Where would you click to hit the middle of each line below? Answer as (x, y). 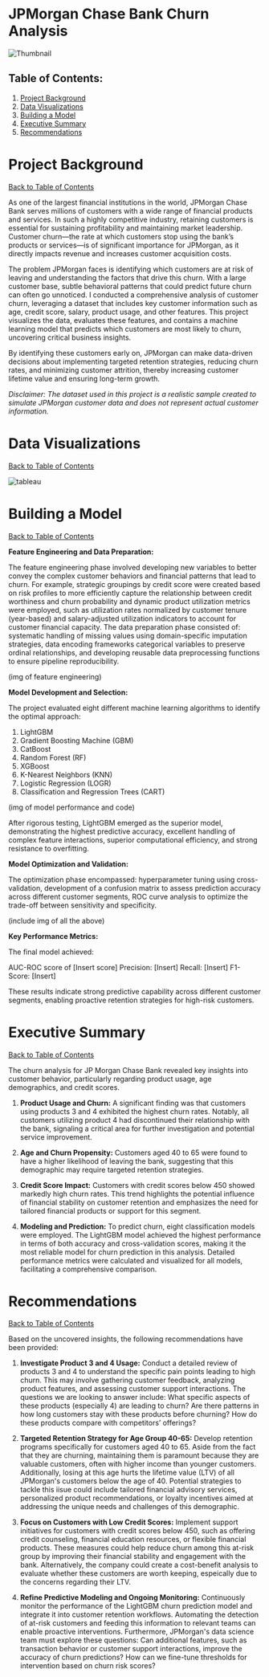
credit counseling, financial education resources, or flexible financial (133, 1540)
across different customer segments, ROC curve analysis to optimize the (128, 896)
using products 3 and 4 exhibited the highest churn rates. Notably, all (134, 1111)
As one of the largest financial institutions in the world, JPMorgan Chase (128, 202)
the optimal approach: (45, 716)
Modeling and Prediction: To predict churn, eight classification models (137, 1226)
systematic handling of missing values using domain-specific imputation (128, 635)
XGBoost (35, 766)
